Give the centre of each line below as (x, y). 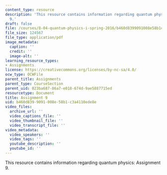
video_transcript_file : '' (38, 125)
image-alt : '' (24, 56)
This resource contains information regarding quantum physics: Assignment (83, 163)
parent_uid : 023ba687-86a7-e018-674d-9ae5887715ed (59, 88)
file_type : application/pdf (34, 38)
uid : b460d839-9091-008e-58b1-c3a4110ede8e (51, 102)
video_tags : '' (25, 139)
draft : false (19, 24)
